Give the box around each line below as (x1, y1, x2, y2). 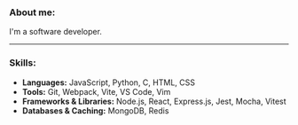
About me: (9, 6, 56, 19)
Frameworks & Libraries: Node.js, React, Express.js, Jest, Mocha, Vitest (21, 96, 286, 106)
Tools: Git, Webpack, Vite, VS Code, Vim (21, 86, 171, 97)
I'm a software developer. (9, 27, 102, 37)
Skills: (9, 57, 37, 69)
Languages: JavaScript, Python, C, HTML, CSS (21, 77, 195, 88)
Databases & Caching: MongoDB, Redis (21, 105, 169, 116)
